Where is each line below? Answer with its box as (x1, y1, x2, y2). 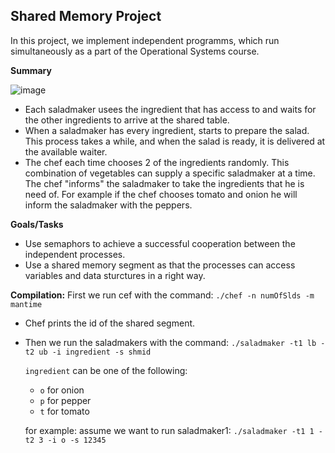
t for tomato (39, 405, 90, 417)
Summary (10, 64, 52, 76)
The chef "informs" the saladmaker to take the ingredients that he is (24, 177, 305, 189)
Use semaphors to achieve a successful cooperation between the (24, 237, 296, 249)
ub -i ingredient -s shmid (38, 347, 152, 357)
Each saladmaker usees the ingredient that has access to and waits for (24, 103, 317, 115)
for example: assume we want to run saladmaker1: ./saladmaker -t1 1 (24, 424, 315, 436)
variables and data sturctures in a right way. (24, 269, 206, 281)
